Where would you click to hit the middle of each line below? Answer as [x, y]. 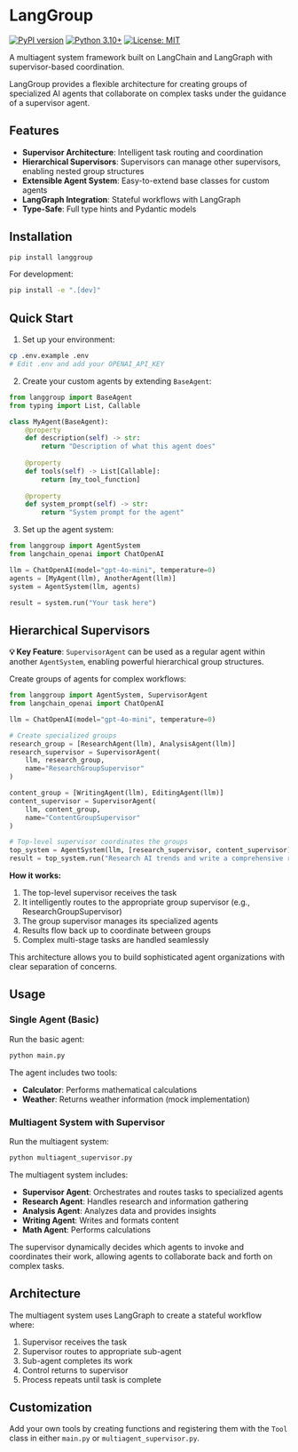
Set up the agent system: [68, 530]
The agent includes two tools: [63, 1073]
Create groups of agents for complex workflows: [98, 679]
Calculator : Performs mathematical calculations [110, 1089]
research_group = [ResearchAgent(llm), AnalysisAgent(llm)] [123, 744]
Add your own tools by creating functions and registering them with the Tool [149, 1429]
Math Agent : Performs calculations [86, 1229]
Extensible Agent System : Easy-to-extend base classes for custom [146, 180]
